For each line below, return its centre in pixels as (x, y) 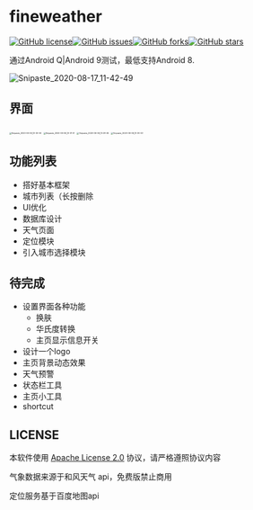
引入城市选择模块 (54, 252)
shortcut (38, 407)
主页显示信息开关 (67, 340)
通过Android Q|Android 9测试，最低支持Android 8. (102, 59)
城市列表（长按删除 (58, 196)
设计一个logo (46, 352)
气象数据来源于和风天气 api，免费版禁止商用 (91, 477)
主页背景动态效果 (54, 362)
